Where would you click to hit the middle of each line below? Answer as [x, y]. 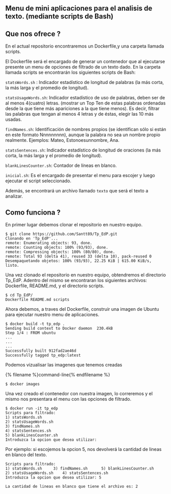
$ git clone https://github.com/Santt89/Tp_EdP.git [61, 234]
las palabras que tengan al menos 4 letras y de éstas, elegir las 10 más [80, 114]
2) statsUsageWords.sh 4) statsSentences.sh [57, 473]
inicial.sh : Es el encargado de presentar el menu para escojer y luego [80, 176]
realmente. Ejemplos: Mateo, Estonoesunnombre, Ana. [63, 140]
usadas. [14, 119]
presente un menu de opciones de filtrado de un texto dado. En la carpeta [83, 67]
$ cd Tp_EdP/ [19, 295]
